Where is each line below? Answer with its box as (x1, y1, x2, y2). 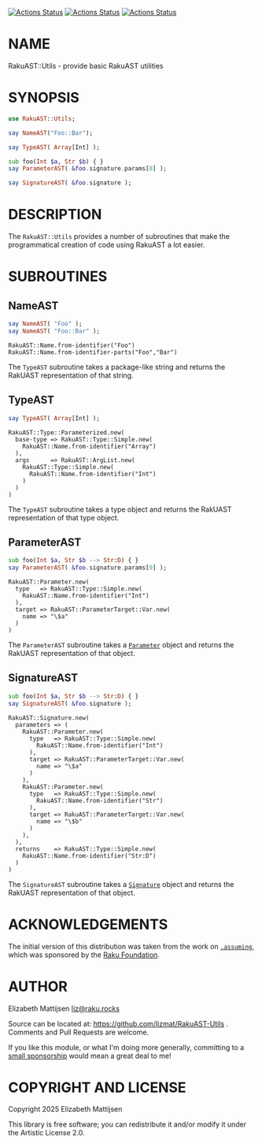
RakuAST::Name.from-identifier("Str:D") (22, 851, 157, 859)
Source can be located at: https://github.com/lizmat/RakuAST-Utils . (8, 1019, 229, 1028)
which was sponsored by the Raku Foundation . (8, 950, 160, 960)
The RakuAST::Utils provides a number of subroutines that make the (8, 232, 231, 241)
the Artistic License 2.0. (8, 1128, 85, 1138)
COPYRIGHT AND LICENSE (8, 1079, 186, 1096)
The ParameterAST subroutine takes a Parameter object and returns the (8, 640, 234, 650)
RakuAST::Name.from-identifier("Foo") (8, 341, 135, 349)
